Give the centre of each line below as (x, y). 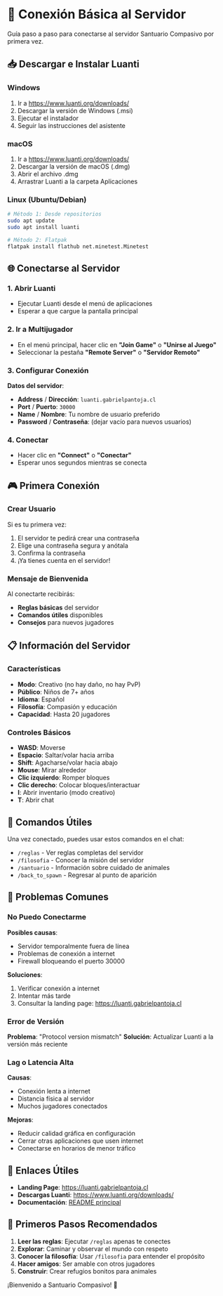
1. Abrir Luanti (32, 288)
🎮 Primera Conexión (54, 485)
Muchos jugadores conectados (62, 1106)
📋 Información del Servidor (69, 646)
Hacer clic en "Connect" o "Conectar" (74, 455)
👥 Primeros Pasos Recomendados (82, 1225)
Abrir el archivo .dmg (48, 174)
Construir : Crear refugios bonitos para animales (87, 1271)
